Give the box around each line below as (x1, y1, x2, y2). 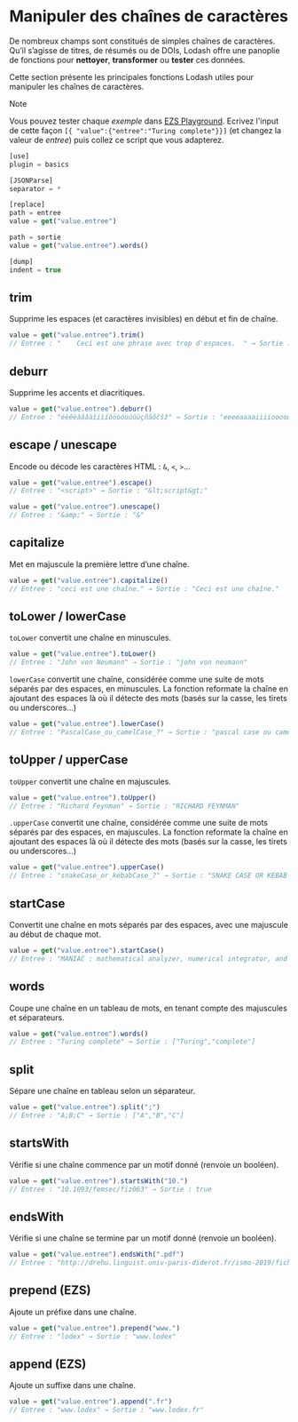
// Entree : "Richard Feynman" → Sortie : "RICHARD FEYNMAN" (9, 802, 240, 811)
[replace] (9, 200, 46, 210)
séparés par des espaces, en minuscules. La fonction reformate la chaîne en (9, 683, 289, 694)
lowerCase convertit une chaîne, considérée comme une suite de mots (9, 674, 264, 685)
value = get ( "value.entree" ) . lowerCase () (9, 720, 165, 729)
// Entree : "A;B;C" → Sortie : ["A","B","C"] (9, 1111, 184, 1120)
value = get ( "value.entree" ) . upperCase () (9, 863, 165, 872)
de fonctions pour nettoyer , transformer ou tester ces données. (9, 54, 246, 65)
